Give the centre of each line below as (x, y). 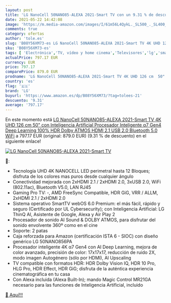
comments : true (21, 29)
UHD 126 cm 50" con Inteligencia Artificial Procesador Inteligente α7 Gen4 (83, 125)
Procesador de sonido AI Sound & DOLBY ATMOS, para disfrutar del (84, 220)
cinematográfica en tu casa (41, 274)
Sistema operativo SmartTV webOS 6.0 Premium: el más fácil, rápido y (86, 204)
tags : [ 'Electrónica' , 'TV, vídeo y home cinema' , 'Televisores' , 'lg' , (82, 53)
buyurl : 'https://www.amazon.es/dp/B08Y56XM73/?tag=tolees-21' (74, 96)
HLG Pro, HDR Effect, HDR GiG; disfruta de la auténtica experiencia (83, 269)
